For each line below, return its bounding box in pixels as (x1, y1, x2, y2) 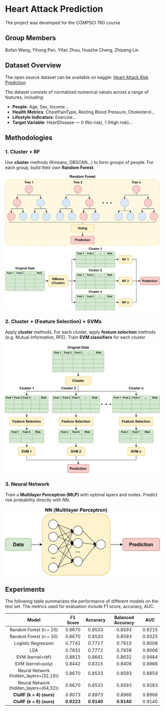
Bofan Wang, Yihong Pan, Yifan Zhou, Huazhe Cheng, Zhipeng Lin (5, 47, 139, 53)
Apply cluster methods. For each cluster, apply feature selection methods (5, 329, 156, 335)
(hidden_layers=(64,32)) (9, 685, 59, 691)
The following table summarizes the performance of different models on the (5, 598, 159, 604)
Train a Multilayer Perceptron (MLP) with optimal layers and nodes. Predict (5, 492, 158, 498)
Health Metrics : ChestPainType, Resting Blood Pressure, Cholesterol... (12, 109, 155, 115)
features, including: (5, 94, 44, 100)
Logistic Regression (14, 640, 54, 646)
